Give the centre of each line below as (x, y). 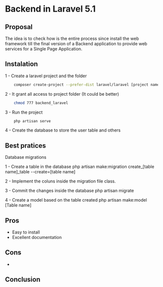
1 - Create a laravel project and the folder (46, 76)
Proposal (19, 27)
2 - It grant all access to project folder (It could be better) (62, 94)
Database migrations (26, 157)
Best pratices (25, 145)
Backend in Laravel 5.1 (50, 9)
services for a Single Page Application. (44, 49)
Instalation (21, 64)
